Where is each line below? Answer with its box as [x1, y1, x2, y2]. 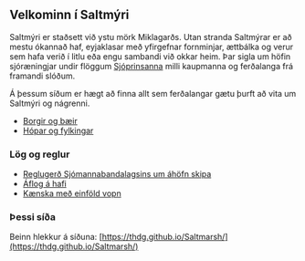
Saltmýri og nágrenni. [9, 98, 90, 109]
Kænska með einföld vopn [22, 188, 121, 199]
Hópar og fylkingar [22, 125, 94, 136]
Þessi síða [9, 211, 57, 224]
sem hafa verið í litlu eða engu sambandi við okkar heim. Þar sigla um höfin [9, 50, 291, 62]
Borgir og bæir [22, 115, 78, 126]
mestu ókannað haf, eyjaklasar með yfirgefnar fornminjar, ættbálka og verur [9, 41, 294, 52]
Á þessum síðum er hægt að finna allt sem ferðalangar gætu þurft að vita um [9, 88, 297, 99]
